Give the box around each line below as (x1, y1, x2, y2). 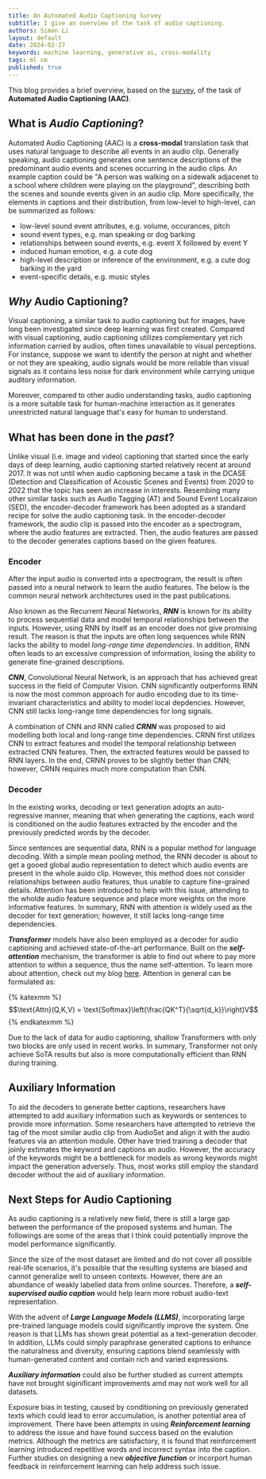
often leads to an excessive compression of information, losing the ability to (8, 649, 256, 658)
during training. (8, 1058, 59, 1067)
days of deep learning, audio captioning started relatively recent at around (8, 460, 252, 470)
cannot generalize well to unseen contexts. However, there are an (8, 1271, 223, 1282)
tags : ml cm (8, 57, 48, 64)
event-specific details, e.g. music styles (19, 271, 150, 281)
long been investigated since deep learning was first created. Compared (8, 324, 245, 334)
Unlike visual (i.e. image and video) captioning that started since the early (8, 451, 249, 462)
